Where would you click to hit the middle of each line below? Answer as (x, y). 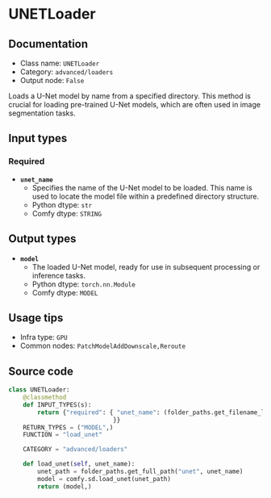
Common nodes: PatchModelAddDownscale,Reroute (103, 346)
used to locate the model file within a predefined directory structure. (146, 196)
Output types (42, 239)
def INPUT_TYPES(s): (57, 404)
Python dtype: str (62, 205)
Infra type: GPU (44, 337)
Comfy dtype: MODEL (65, 292)
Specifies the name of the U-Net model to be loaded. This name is (142, 187)
